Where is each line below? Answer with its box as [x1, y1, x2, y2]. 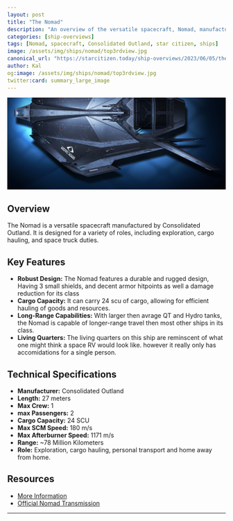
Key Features [7, 256, 66, 268]
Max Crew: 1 [17, 402, 54, 410]
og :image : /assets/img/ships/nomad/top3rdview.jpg [7, 69, 157, 76]
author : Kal [7, 62, 42, 69]
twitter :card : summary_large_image [7, 77, 110, 84]
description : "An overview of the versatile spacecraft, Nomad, [7, 26, 197, 33]
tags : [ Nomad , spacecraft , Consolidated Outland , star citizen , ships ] [7, 40, 218, 48]
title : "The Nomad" [7, 18, 64, 26]
